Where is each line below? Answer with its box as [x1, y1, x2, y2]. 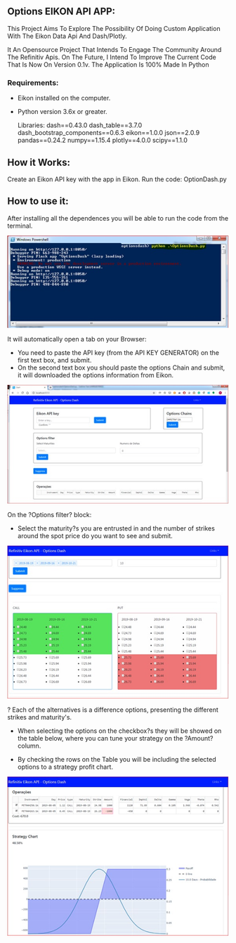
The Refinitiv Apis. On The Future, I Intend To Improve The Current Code [7, 53, 216, 61]
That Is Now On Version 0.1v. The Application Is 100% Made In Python [7, 60, 209, 69]
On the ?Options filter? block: [7, 510, 92, 519]
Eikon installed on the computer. [17, 94, 111, 103]
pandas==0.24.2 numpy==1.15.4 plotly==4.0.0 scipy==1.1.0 [17, 136, 188, 145]
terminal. [7, 221, 33, 230]
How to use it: [7, 195, 69, 207]
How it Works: [7, 156, 70, 168]
